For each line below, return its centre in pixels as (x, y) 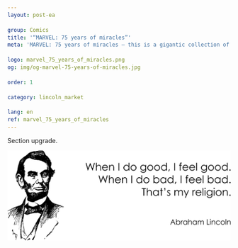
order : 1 (20, 82)
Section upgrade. (33, 140)
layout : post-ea (31, 15)
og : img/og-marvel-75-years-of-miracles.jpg (74, 67)
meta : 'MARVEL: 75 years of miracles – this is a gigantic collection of (119, 45)
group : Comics (28, 30)
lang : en (20, 112)
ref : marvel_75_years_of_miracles (58, 120)
